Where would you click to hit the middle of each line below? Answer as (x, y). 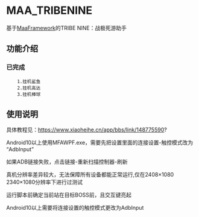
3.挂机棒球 (29, 94)
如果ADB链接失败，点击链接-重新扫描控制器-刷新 (67, 162)
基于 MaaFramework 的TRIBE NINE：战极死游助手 (66, 28)
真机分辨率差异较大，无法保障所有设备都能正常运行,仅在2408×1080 (90, 175)
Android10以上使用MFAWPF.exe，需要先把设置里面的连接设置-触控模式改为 (100, 143)
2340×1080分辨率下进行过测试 (45, 182)
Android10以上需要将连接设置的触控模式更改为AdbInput (75, 208)
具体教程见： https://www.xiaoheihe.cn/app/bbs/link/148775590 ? (87, 130)
